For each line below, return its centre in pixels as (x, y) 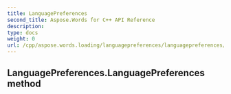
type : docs (23, 33)
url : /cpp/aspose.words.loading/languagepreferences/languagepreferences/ (117, 45)
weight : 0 (21, 39)
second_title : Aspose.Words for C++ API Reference (81, 20)
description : (26, 26)
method (24, 84)
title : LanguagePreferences (47, 13)
